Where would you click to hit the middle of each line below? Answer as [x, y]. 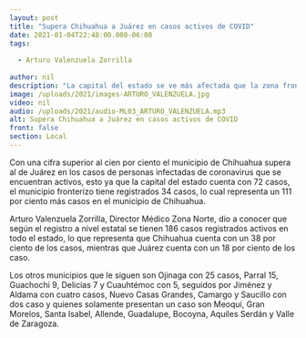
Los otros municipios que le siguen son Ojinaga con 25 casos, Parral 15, [144, 275]
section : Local [38, 137]
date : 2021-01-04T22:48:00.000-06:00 [81, 35]
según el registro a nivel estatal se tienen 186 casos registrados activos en [149, 228]
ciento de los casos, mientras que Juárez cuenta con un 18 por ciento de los [153, 248]
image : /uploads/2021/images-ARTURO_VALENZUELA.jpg [109, 94]
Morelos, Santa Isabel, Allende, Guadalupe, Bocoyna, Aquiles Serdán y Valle [152, 313]
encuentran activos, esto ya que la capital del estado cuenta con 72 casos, [150, 181]
